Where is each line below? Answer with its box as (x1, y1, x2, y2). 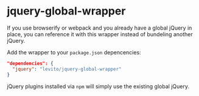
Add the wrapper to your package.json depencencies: (7, 48, 142, 56)
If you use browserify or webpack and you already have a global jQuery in (7, 24, 192, 31)
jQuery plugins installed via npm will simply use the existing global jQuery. (7, 83, 189, 90)
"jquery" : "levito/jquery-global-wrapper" (12, 66, 122, 72)
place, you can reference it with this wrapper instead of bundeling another (7, 30, 194, 37)
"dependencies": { (7, 60, 54, 66)
